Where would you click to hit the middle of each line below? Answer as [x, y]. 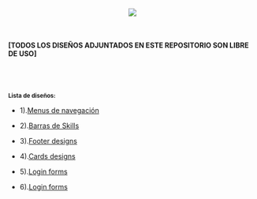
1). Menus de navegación [60, 111]
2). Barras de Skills [49, 126]
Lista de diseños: [32, 96]
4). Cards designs [48, 156]
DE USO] [22, 53]
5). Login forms [44, 172]
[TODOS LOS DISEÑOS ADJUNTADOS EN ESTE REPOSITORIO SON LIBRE [128, 45]
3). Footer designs [48, 141]
